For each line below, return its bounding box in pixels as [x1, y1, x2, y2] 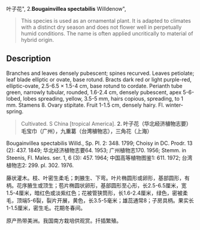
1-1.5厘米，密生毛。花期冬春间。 [6, 204, 86, 211]
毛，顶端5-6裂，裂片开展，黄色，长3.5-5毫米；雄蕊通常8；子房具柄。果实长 [6, 196, 195, 204]
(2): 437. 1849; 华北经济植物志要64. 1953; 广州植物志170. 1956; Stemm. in [6, 146, 187, 154]
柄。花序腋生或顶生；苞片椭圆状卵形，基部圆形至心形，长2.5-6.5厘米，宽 [6, 181, 187, 189]
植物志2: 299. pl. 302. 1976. [6, 161, 74, 169]
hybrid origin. [20, 37, 54, 43]
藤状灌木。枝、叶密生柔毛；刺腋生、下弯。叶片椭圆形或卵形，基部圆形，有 [6, 174, 190, 181]
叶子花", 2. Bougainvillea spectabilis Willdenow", [6, 5, 126, 12]
